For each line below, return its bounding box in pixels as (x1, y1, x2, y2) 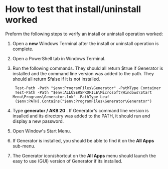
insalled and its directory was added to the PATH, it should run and (12, 113, 150, 119)
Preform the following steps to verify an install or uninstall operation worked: (5, 31, 163, 37)
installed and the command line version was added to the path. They (12, 70, 154, 76)
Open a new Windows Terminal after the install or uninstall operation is (12, 40, 159, 46)
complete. (12, 46, 34, 52)
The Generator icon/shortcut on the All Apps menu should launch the (12, 152, 156, 158)
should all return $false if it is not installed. (12, 76, 100, 82)
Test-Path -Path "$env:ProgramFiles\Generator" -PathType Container (15, 85, 161, 91)
